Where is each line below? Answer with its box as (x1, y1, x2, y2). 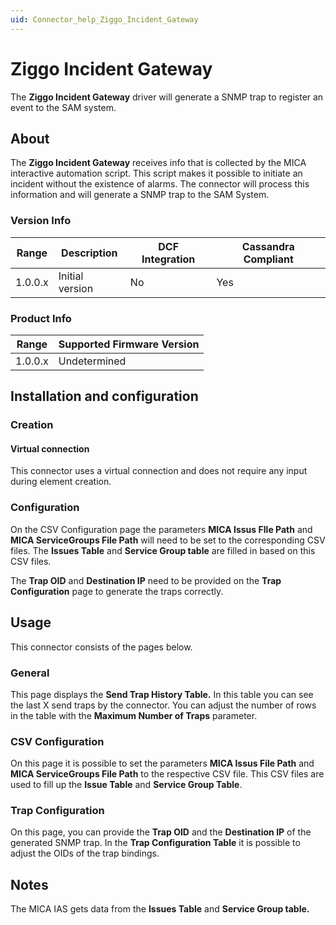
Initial (58, 269, 84, 283)
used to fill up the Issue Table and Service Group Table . (10, 779, 243, 791)
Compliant (243, 252, 294, 266)
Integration (141, 252, 196, 266)
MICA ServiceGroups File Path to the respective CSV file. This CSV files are (10, 768, 325, 780)
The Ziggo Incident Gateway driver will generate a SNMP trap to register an (10, 91, 324, 103)
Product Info (10, 311, 72, 325)
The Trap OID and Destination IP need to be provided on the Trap (10, 574, 282, 586)
